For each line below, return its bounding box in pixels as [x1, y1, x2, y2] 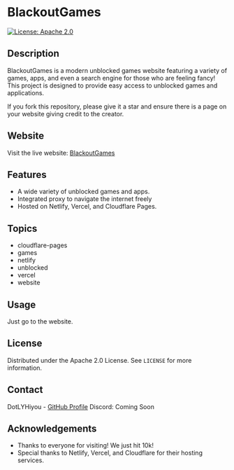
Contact [7, 384, 43, 396]
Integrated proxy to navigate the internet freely [17, 195, 152, 203]
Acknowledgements [7, 423, 97, 435]
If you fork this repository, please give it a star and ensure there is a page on [7, 102, 227, 111]
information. [7, 364, 43, 372]
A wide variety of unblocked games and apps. [17, 187, 150, 196]
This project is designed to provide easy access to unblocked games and [7, 81, 218, 90]
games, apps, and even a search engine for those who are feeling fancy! [7, 74, 216, 82]
